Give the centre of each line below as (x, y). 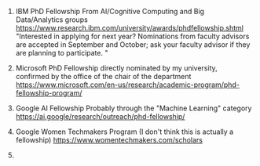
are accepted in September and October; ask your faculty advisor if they (133, 45)
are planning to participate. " (62, 53)
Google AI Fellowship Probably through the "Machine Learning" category (134, 108)
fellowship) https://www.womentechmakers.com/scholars (109, 140)
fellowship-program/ (49, 93)
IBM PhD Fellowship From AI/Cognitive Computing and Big (110, 11)
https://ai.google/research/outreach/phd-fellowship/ (100, 116)
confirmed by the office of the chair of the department (103, 76)
